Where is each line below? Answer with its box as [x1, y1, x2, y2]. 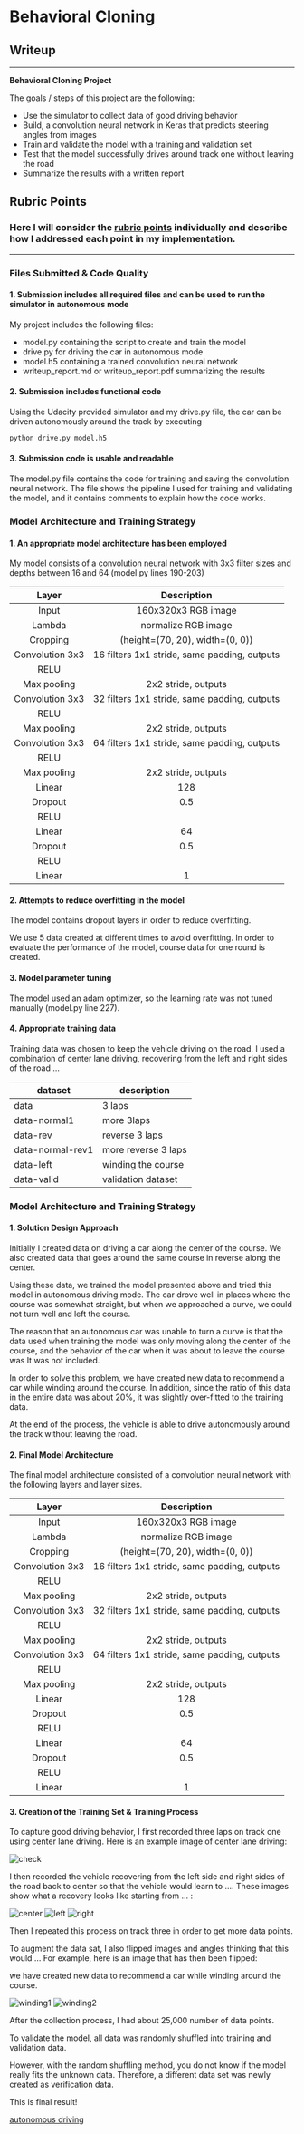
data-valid [14, 1172, 59, 1185]
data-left [14, 1158, 52, 1170]
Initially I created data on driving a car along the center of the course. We [9, 1242, 282, 1253]
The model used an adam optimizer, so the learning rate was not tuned [9, 993, 273, 1004]
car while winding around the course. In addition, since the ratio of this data [9, 1382, 291, 1392]
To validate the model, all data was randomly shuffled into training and [9, 2032, 271, 2043]
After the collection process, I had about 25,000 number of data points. [9, 2015, 275, 2026]
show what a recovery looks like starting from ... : [9, 1890, 193, 1901]
